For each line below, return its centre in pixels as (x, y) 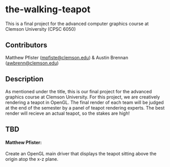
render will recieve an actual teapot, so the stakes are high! (68, 113)
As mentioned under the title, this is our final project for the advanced (79, 91)
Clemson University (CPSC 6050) (40, 29)
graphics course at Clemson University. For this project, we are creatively (83, 97)
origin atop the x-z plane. (32, 159)
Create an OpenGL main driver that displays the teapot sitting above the (81, 154)
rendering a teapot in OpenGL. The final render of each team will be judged (84, 102)
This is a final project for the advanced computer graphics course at (77, 24)
